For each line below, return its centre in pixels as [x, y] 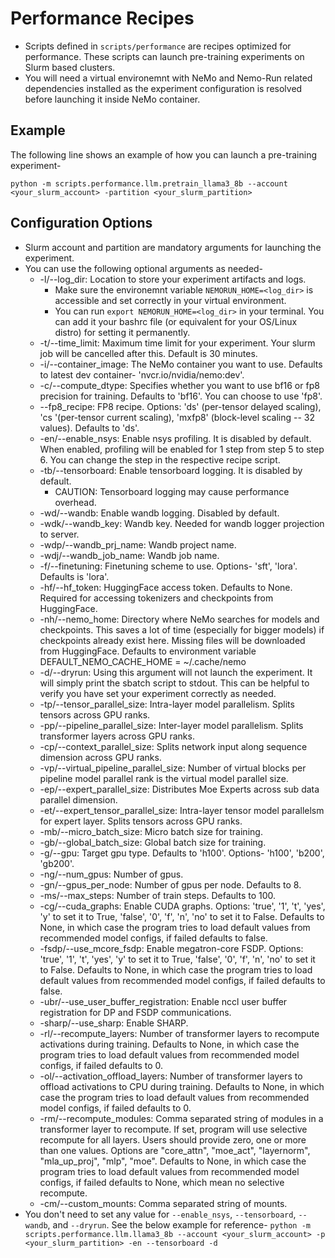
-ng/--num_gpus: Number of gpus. [111, 874]
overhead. [75, 502]
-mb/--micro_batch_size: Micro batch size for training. [151, 831]
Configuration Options [81, 223]
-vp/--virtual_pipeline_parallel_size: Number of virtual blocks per [173, 768]
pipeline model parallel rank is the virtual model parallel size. [164, 778]
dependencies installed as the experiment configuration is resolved [163, 88]
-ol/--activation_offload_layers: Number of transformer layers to [171, 1076]
